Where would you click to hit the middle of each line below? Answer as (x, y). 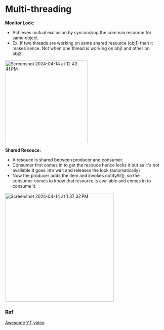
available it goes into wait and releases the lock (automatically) (76, 170)
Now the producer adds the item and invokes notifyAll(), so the (76, 175)
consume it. (24, 186)
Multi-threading (38, 9)
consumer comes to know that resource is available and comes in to (82, 181)
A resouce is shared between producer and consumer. (68, 160)
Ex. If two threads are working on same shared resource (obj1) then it (82, 43)
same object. (25, 38)
